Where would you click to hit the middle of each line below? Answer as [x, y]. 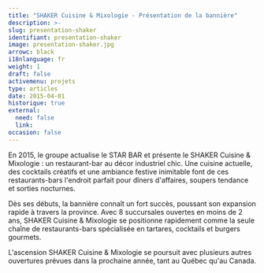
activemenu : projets [42, 81]
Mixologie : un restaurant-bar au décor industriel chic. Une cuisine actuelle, [130, 163]
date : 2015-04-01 [37, 96]
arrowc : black [32, 52]
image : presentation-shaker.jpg [61, 45]
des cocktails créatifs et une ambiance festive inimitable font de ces [119, 172]
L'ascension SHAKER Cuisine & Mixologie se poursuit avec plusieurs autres [130, 252]
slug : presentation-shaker [52, 30]
